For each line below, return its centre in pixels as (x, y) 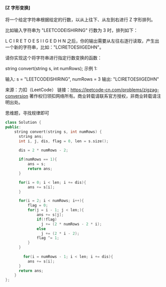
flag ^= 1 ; (48, 238)
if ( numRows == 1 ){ (38, 160)
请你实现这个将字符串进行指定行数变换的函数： (53, 58)
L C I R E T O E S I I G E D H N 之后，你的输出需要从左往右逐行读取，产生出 (82, 41)
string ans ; (31, 136)
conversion (17, 96)
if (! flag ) (47, 219)
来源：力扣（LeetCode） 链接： (38, 90)
